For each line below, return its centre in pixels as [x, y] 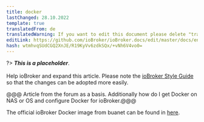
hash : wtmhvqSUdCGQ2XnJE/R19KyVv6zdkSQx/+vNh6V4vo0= [74, 46]
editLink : [19, 40]
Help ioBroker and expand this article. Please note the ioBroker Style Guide [100, 76]
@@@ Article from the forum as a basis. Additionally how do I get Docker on [102, 94]
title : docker [24, 12]
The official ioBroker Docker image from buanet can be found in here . [93, 112]
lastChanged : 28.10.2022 [38, 18]
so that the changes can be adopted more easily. [67, 82]
